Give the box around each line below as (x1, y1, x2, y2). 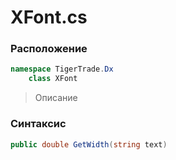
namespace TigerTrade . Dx (10, 64, 114, 75)
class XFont (28, 74, 78, 84)
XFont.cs (10, 6, 88, 29)
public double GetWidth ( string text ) (10, 139, 168, 150)
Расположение (10, 42, 88, 56)
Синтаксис (10, 117, 67, 131)
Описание (34, 92, 78, 104)
